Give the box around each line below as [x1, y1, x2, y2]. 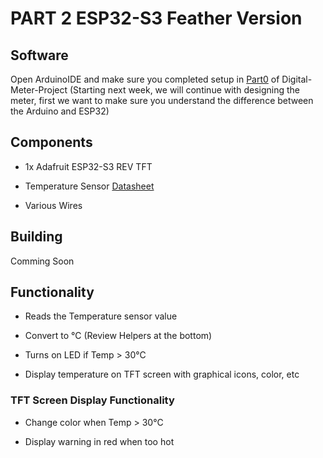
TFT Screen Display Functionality [10, 393, 175, 407]
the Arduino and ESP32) [10, 105, 110, 117]
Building [10, 228, 63, 246]
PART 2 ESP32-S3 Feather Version [10, 7, 303, 30]
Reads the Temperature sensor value [24, 310, 178, 322]
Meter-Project [10, 84, 68, 96]
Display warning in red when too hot [24, 435, 175, 447]
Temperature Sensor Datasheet [24, 180, 155, 192]
